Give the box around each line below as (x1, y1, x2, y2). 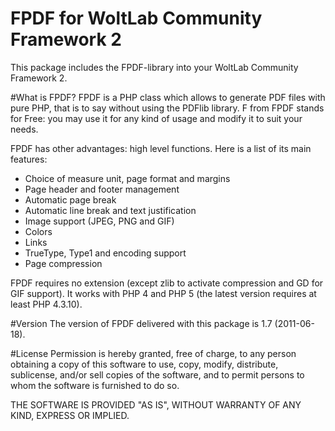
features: (10, 153, 48, 165)
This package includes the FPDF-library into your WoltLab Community (10, 61, 299, 73)
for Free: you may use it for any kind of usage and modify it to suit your (10, 112, 303, 124)
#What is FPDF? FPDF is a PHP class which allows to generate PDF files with (10, 91, 326, 103)
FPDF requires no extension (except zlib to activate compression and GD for (10, 277, 324, 289)
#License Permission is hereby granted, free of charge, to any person (10, 347, 297, 359)
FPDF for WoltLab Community (10, 7, 263, 30)
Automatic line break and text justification (24, 204, 197, 216)
